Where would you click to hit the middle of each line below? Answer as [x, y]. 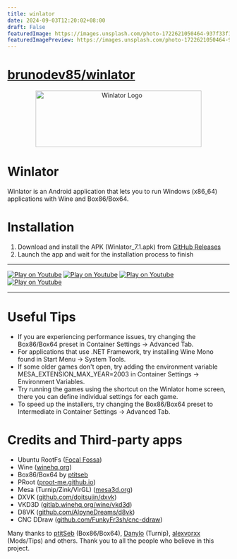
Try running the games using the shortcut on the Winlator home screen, [121, 389]
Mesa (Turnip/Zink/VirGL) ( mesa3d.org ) [75, 489]
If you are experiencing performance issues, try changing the [107, 336]
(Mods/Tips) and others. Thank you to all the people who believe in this [111, 541]
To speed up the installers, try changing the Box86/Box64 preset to [115, 404]
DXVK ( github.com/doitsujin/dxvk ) [67, 497]
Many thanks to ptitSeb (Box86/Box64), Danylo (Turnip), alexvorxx [104, 533]
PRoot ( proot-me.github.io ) [57, 482]
